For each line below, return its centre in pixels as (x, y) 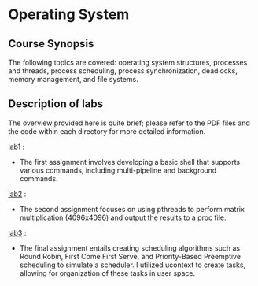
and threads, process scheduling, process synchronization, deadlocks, (123, 71)
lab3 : (17, 232)
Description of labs (56, 104)
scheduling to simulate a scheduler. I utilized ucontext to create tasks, (133, 265)
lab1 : (17, 147)
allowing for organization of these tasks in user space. (107, 273)
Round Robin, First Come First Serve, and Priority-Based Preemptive (130, 256)
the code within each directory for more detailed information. (107, 131)
